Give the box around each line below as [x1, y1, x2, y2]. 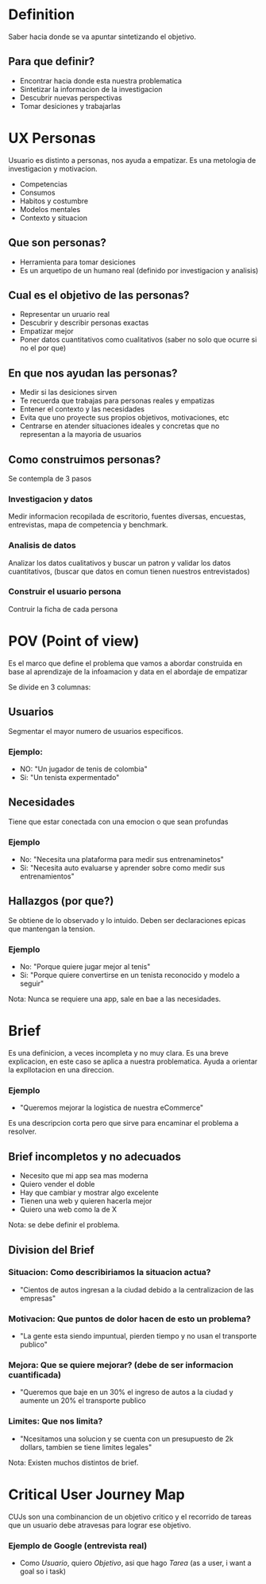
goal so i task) [19, 1567, 66, 1576]
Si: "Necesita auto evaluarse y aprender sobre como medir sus [19, 863, 226, 872]
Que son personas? [8, 236, 107, 249]
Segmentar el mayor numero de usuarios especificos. [8, 726, 184, 736]
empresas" [19, 1293, 56, 1303]
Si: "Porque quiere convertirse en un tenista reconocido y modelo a [19, 971, 241, 980]
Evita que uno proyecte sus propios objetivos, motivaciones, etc [19, 413, 229, 423]
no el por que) [19, 343, 67, 353]
